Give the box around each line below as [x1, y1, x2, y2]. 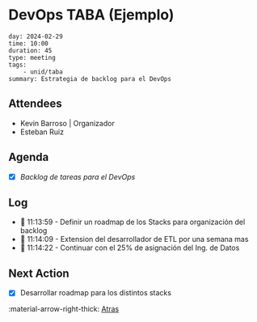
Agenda [8, 150, 49, 164]
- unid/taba [23, 67, 63, 76]
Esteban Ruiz [19, 127, 65, 137]
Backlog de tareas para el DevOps [19, 172, 136, 181]
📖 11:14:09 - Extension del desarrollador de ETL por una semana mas [19, 235, 249, 244]
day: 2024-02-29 [8, 32, 63, 40]
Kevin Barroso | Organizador [19, 118, 115, 128]
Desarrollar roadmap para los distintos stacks [19, 288, 172, 298]
